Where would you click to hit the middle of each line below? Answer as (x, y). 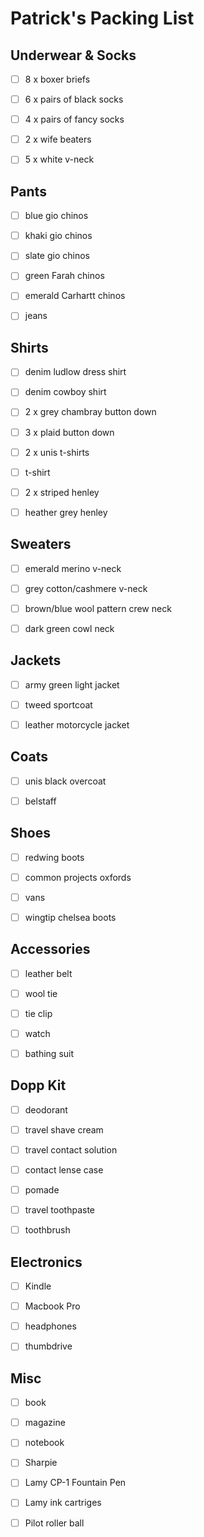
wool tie (41, 993)
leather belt (48, 973)
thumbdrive (48, 1346)
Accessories (50, 949)
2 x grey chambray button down (90, 412)
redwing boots (54, 857)
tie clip (38, 1013)
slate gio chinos (57, 256)
